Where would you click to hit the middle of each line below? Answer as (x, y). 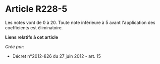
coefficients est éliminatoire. (34, 27)
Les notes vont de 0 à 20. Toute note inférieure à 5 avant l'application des (80, 22)
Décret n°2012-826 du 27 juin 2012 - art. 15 (56, 56)
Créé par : (15, 46)
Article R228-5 (36, 9)
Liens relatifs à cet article (32, 37)
